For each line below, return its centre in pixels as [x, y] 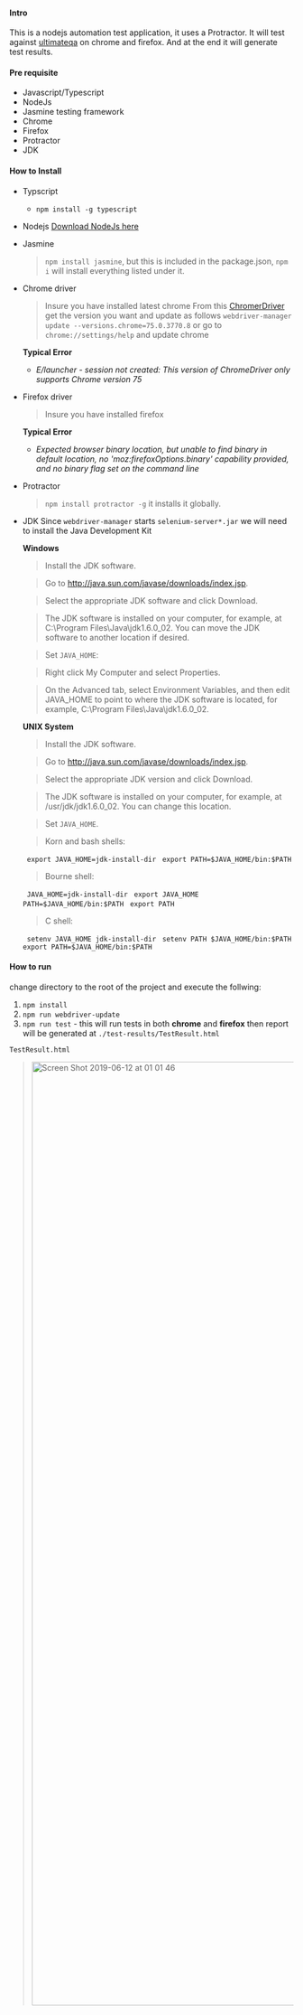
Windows [41, 548]
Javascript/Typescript [63, 93]
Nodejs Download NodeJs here [81, 226]
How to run [31, 967]
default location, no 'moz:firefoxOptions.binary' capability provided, [162, 459]
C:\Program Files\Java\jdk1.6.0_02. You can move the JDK [152, 627]
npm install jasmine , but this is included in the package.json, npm [166, 261]
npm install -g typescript [87, 209]
